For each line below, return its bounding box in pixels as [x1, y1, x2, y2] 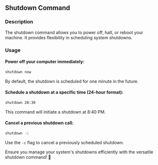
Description [5, 18, 33, 25]
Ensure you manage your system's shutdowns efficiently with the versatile [5, 149, 154, 155]
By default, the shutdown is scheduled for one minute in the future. [5, 78, 139, 84]
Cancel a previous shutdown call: [5, 120, 74, 126]
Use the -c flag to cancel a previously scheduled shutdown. [5, 139, 125, 145]
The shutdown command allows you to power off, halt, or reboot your [5, 29, 143, 35]
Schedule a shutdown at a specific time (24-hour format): [5, 89, 124, 95]
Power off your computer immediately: [5, 59, 85, 65]
